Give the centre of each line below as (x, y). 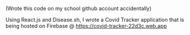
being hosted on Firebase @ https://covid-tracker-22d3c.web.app (86, 26)
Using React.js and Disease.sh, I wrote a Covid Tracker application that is (95, 20)
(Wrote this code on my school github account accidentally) (79, 8)
